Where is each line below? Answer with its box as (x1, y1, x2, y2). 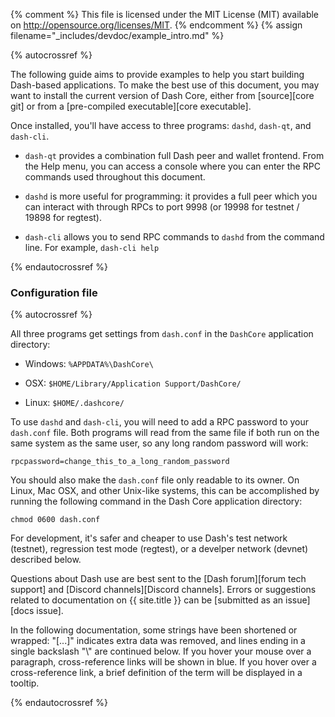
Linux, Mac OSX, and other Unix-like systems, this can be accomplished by (10, 485, 320, 497)
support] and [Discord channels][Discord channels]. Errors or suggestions (10, 584, 317, 596)
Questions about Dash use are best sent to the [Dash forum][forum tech (10, 573, 307, 585)
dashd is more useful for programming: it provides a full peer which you (24, 190, 318, 202)
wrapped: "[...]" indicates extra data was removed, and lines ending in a (10, 635, 306, 647)
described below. (10, 554, 82, 566)
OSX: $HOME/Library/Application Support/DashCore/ (24, 377, 242, 389)
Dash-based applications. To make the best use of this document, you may (10, 79, 320, 91)
